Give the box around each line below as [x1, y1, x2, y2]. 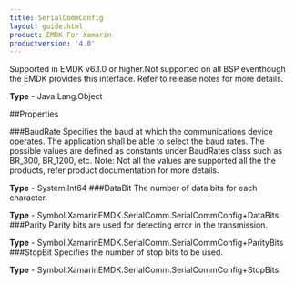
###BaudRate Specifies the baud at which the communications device [9, 127, 273, 137]
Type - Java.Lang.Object [9, 91, 103, 102]
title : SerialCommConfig [9, 13, 104, 23]
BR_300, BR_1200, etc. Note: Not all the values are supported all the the [9, 156, 276, 167]
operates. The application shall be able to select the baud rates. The [9, 136, 266, 147]
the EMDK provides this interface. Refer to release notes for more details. [9, 74, 284, 85]
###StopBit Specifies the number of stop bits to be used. [9, 247, 223, 258]
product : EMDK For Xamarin [9, 30, 112, 39]
